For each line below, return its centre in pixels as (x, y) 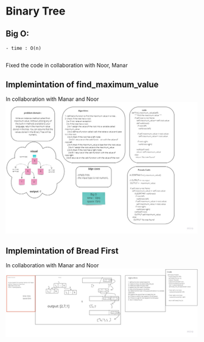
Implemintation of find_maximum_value (82, 84)
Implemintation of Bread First (62, 251)
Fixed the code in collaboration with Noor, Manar (67, 66)
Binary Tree (36, 11)
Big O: (18, 34)
